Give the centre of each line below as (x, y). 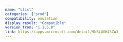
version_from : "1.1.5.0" (30, 28)
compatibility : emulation (31, 18)
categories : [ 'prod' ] (27, 14)
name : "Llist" (19, 9)
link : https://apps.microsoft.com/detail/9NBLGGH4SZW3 (62, 32)
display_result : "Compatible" (36, 23)
